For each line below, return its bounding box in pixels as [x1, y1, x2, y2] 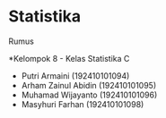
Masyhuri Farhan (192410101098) [21, 98, 144, 109]
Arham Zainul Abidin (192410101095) [21, 80, 157, 90]
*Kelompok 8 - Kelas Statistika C [8, 53, 130, 63]
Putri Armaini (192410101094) [21, 70, 130, 81]
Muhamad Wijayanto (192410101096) [21, 89, 158, 100]
